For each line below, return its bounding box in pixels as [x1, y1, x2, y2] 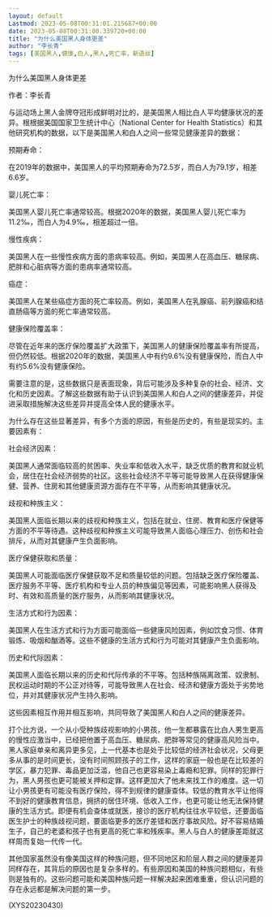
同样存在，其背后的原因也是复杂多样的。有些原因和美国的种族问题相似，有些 [8, 864, 264, 873]
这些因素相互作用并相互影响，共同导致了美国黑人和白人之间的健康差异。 [8, 707, 249, 717]
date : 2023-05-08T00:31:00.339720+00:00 [8, 27, 147, 35]
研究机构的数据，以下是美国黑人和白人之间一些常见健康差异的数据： [15, 128, 243, 137]
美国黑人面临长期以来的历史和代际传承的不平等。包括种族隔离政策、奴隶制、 [8, 670, 264, 679]
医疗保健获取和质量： [8, 553, 79, 563]
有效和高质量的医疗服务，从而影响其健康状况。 [22, 590, 179, 600]
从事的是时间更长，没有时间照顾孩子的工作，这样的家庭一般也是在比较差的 [15, 755, 264, 764]
